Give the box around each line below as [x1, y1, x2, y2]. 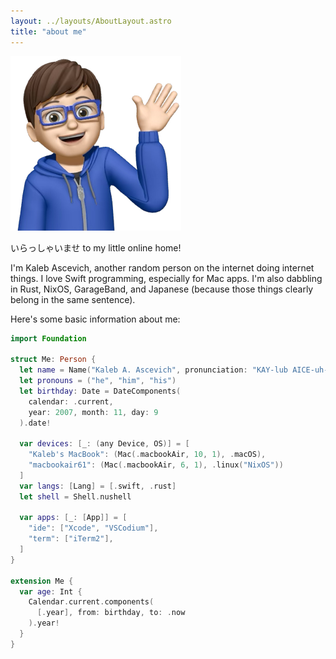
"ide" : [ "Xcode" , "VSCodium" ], [28, 523, 159, 534]
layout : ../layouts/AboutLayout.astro [10, 16, 172, 26]
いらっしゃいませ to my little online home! [10, 241, 182, 254]
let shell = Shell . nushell [19, 491, 132, 502]
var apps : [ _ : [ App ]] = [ [19, 513, 128, 523]
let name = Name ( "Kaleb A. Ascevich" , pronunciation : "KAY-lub [19, 365, 288, 375]
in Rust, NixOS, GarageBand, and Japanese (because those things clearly [10, 283, 314, 295]
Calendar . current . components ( [28, 597, 155, 607]
